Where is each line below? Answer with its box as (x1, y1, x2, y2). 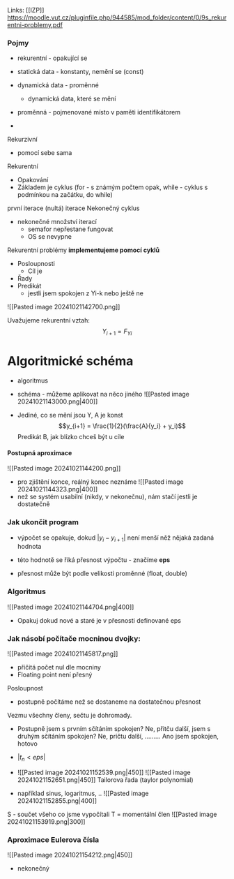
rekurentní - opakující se (17, 54, 88, 62)
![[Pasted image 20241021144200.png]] (7, 464, 121, 473)
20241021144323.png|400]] (17, 485, 98, 494)
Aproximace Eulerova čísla (7, 834, 100, 844)
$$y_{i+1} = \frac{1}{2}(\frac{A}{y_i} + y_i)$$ (58, 422, 186, 430)
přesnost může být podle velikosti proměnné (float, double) (17, 569, 188, 578)
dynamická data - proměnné (17, 81, 99, 89)
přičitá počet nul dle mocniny (17, 663, 101, 671)
